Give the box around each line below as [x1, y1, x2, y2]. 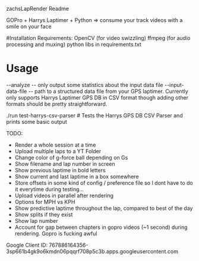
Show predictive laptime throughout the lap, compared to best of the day [14, 204, 193, 212]
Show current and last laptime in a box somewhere [14, 173, 139, 180]
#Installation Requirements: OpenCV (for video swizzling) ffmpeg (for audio [6, 35, 191, 41]
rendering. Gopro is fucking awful [14, 229, 97, 237]
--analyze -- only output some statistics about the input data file [6, 81, 163, 88]
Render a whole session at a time [14, 141, 96, 148]
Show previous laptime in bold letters [14, 166, 106, 173]
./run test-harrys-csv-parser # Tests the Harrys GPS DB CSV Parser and [6, 111, 183, 119]
